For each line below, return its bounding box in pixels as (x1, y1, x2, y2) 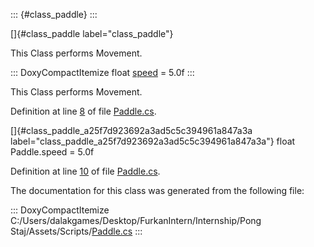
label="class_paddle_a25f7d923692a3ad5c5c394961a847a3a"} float (10, 135, 296, 147)
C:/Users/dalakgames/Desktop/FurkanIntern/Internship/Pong (10, 215, 262, 226)
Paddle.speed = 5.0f (10, 146, 95, 158)
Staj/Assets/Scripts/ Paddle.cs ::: (10, 225, 143, 237)
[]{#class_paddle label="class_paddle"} (10, 28, 174, 39)
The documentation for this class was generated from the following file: (10, 185, 305, 196)
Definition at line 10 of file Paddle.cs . (10, 165, 161, 177)
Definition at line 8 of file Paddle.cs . (10, 105, 157, 117)
